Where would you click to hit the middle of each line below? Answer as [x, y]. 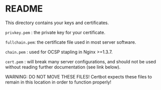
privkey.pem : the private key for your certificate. [55, 32]
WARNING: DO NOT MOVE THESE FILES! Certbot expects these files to [78, 76]
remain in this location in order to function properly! [58, 82]
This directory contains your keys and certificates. [57, 23]
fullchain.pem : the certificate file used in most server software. [71, 42]
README [24, 9]
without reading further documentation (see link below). [63, 67]
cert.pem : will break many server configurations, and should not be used [81, 61]
